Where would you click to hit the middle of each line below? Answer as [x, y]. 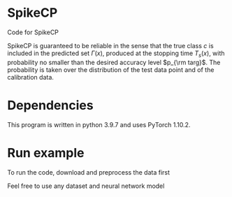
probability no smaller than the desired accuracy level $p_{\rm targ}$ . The [114, 62]
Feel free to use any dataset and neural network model [86, 186]
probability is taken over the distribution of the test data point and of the [111, 70]
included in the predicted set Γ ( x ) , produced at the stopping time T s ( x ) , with [116, 54]
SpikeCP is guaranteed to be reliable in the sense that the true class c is [111, 45]
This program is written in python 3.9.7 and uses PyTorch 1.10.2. [99, 124]
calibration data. [31, 77]
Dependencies [50, 105]
